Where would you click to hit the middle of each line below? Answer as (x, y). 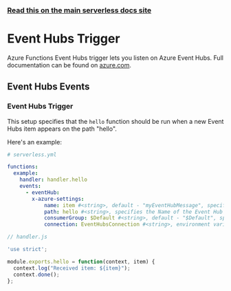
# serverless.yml (32, 154)
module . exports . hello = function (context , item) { (81, 261)
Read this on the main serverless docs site (79, 10)
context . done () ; (36, 274)
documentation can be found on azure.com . (69, 65)
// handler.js (27, 237)
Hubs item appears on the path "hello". (62, 129)
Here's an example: (34, 142)
